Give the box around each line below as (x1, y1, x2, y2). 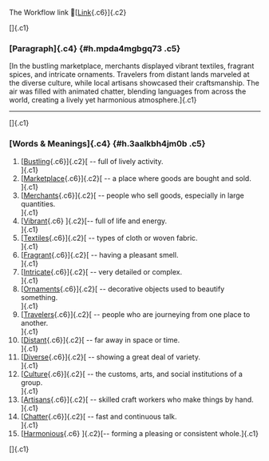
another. (20, 318, 49, 327)
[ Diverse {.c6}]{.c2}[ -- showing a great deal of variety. (20, 352, 200, 362)
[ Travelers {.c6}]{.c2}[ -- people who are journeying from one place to (20, 309, 251, 319)
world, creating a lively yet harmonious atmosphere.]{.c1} (9, 95, 197, 105)
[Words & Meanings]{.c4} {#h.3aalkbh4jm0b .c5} (9, 138, 206, 150)
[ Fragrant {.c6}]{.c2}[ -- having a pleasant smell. (20, 250, 179, 259)
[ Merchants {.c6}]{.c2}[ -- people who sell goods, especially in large (20, 190, 244, 200)
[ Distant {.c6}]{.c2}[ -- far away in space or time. (20, 335, 180, 344)
